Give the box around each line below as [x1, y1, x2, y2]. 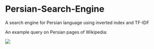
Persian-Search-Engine [5, 3, 105, 15]
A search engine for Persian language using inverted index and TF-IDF [5, 20, 150, 25]
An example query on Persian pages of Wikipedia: [5, 29, 108, 35]
